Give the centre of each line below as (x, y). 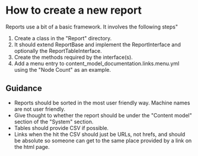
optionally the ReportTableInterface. (58, 50)
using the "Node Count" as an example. (62, 69)
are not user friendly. (40, 109)
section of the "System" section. (54, 122)
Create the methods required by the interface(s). (73, 57)
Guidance (24, 89)
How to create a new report (74, 10)
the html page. (32, 147)
